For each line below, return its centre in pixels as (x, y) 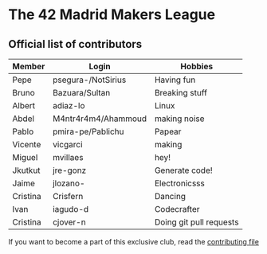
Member (29, 66)
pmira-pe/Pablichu (88, 131)
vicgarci (68, 145)
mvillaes (68, 157)
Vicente (27, 145)
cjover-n (69, 222)
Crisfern (68, 196)
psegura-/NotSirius (90, 80)
